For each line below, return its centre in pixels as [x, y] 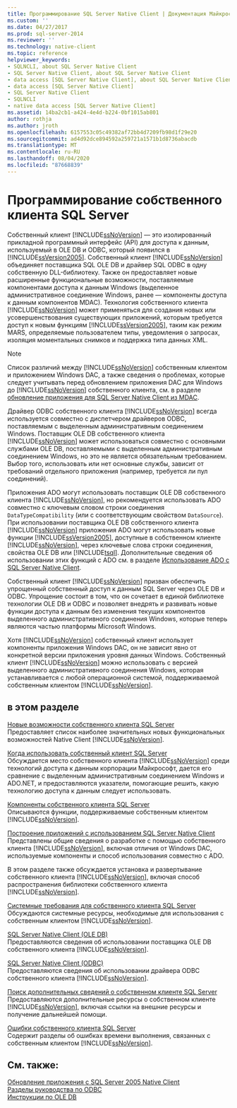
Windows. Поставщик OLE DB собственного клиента [86, 433]
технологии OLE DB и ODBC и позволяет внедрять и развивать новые [112, 603]
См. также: [33, 1065]
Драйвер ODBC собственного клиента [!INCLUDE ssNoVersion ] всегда [112, 411]
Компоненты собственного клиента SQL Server [79, 804]
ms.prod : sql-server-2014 [45, 34]
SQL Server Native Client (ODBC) [55, 963]
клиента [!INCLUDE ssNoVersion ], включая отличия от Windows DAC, [110, 848]
